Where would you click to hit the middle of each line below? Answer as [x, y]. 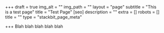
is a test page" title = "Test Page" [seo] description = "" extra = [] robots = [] [82, 12]
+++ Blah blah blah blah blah [34, 26]
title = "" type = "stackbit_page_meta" [43, 17]
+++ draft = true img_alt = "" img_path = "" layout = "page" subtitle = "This [81, 7]
